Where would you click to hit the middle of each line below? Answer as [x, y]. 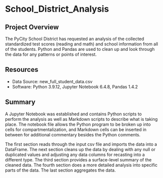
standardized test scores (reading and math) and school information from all [82, 44]
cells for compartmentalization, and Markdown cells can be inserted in [76, 129]
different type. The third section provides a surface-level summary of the [78, 159]
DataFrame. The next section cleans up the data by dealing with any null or [80, 149]
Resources [22, 70]
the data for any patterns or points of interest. [51, 54]
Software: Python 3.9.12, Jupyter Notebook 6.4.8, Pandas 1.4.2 [75, 87]
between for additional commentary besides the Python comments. [73, 134]
